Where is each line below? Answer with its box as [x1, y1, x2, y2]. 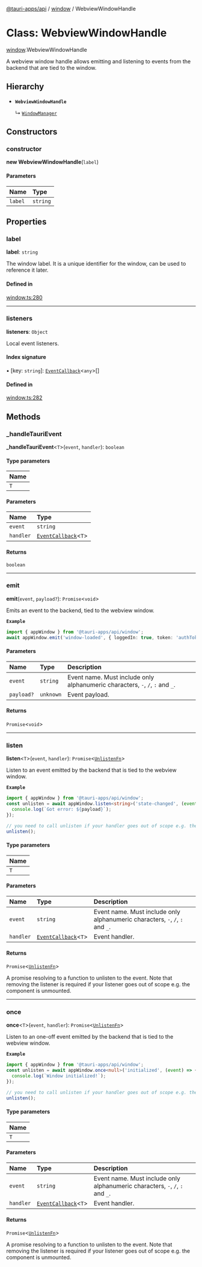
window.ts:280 [6, 293, 43, 301]
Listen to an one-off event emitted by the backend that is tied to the [6, 1033, 174, 1040]
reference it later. [6, 266, 49, 274]
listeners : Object [6, 328, 48, 335]
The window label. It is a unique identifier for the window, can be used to [6, 260, 186, 267]
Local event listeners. [6, 340, 59, 347]
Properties [6, 217, 47, 227]
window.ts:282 [6, 394, 43, 401]
